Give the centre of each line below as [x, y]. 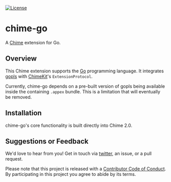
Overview [21, 59]
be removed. [19, 97]
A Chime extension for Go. [33, 42]
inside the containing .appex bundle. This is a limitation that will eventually [83, 91]
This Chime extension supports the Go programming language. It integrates [85, 71]
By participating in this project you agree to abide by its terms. [71, 174]
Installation [23, 113]
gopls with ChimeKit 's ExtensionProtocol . [49, 76]
